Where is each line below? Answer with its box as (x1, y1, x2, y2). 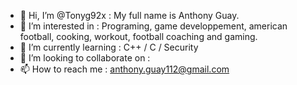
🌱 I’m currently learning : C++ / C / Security (19, 41, 199, 53)
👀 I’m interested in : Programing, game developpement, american (19, 20, 288, 32)
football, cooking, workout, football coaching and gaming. (19, 31, 258, 42)
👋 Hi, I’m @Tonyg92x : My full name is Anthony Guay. (19, 10, 240, 21)
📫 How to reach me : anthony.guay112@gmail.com (19, 63, 230, 75)
